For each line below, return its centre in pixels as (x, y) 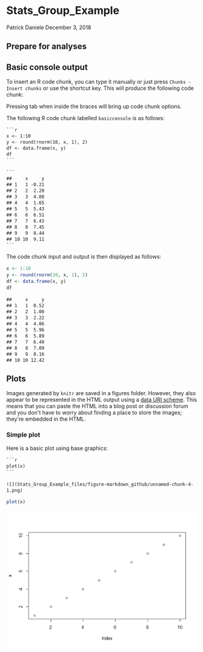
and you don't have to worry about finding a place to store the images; (94, 413)
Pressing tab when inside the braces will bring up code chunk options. (94, 106)
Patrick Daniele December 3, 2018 (49, 27)
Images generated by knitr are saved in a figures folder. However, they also (101, 393)
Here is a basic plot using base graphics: (57, 448)
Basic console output (47, 67)
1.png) (15, 490)
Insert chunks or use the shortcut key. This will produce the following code (100, 88)
